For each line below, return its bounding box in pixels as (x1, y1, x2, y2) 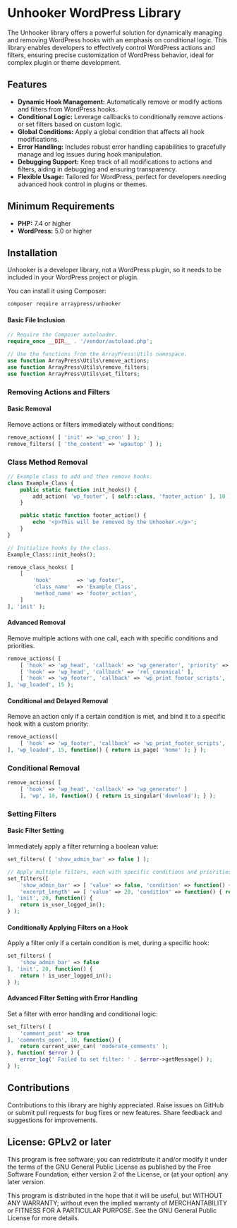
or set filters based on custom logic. (17, 120, 123, 128)
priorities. (7, 641, 35, 650)
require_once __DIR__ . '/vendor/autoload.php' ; (7, 338, 153, 345)
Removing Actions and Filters (7, 387, 111, 396)
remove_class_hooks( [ (7, 564, 74, 571)
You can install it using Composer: (7, 287, 107, 296)
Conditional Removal (7, 763, 80, 773)
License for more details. (7, 1213, 80, 1222)
